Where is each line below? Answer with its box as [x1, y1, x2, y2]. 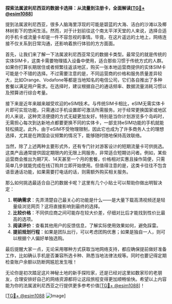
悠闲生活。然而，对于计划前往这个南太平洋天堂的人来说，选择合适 [27, 28, 167, 34]
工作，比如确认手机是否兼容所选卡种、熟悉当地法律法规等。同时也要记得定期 [5, 252, 167, 259]
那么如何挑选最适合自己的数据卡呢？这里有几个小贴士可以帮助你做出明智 [5, 180, 158, 185]
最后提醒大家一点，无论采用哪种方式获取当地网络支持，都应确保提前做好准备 [5, 246, 167, 252]
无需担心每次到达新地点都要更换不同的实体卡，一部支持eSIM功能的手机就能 [5, 120, 164, 126]
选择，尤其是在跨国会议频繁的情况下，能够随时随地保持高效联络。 [5, 132, 144, 138]
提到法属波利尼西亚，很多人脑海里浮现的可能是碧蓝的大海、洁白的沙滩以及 [5, 21, 162, 27]
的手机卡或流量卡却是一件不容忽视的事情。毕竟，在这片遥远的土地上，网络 [5, 34, 162, 40]
